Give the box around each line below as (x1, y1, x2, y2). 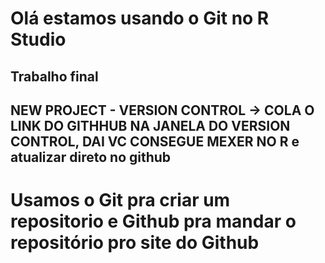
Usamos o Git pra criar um (10, 189, 231, 212)
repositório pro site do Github (10, 232, 260, 254)
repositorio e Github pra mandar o (10, 210, 297, 233)
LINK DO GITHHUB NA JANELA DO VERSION (10, 117, 291, 134)
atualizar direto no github (10, 148, 172, 166)
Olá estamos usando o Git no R (10, 7, 270, 30)
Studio (10, 28, 67, 51)
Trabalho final (10, 68, 99, 85)
